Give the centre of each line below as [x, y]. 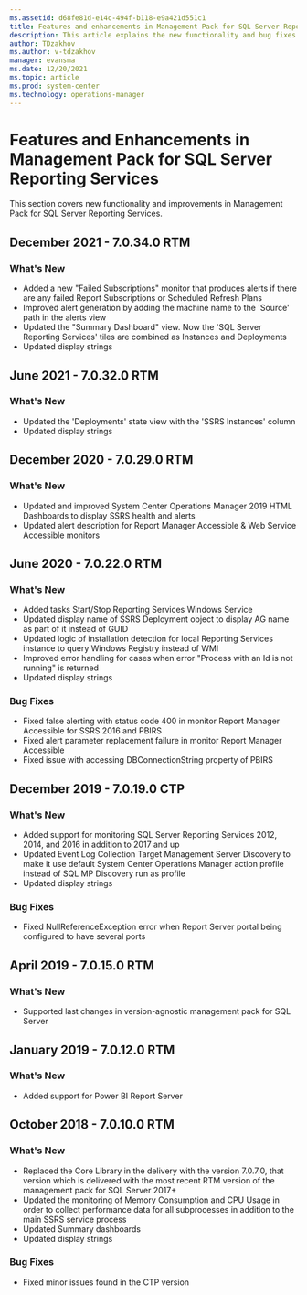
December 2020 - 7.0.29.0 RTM [101, 460]
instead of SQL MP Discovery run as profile [104, 873]
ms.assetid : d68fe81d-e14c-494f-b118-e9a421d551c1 [108, 18]
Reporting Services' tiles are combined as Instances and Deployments [155, 337]
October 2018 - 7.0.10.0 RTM [92, 1124]
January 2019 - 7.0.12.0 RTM [92, 1049]
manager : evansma [42, 60]
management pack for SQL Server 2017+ [99, 1190]
